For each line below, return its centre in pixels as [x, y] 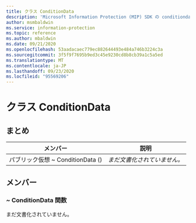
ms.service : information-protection [50, 28]
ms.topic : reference [31, 33]
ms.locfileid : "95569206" [37, 76]
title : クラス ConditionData [40, 11]
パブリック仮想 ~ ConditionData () [56, 160]
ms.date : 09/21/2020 [31, 44]
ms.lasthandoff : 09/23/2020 [40, 71]
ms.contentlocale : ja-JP [36, 66]
